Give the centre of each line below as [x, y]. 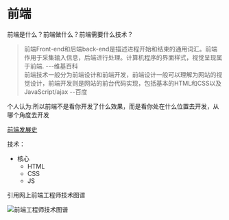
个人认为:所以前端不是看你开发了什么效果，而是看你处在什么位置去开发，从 [113, 106]
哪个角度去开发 [28, 114]
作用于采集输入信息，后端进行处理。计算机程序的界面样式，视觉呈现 [120, 57]
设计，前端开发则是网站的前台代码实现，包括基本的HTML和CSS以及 [125, 83]
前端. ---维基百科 [54, 66]
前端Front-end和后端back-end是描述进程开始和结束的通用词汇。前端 [121, 49]
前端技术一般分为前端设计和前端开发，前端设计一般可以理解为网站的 [120, 74]
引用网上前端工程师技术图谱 [46, 195]
